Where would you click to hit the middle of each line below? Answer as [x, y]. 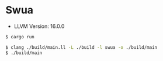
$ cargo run [20, 37]
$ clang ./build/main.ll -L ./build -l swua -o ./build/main [81, 47]
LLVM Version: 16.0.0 [39, 26]
